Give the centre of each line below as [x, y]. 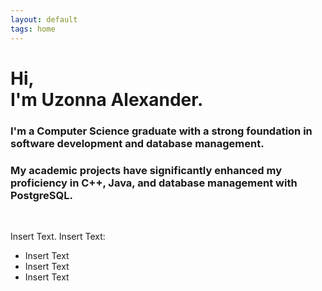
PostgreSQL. [41, 195]
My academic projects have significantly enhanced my [146, 170]
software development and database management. [137, 143]
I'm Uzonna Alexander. [107, 99]
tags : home [33, 29]
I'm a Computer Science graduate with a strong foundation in [161, 131]
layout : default [44, 19]
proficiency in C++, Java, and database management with [154, 183]
